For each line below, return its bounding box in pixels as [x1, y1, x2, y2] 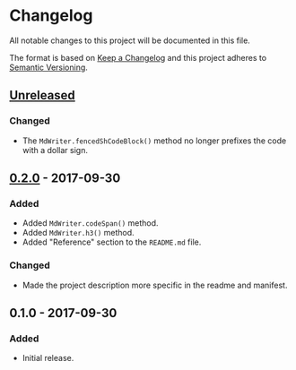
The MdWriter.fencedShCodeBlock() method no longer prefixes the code [22, 135, 287, 146]
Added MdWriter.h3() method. [22, 228, 135, 238]
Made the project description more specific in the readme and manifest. [22, 280, 288, 290]
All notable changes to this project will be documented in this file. [9, 35, 251, 46]
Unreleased [9, 88, 76, 103]
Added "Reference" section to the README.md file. [22, 237, 202, 247]
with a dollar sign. [22, 144, 88, 155]
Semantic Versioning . [9, 62, 88, 73]
